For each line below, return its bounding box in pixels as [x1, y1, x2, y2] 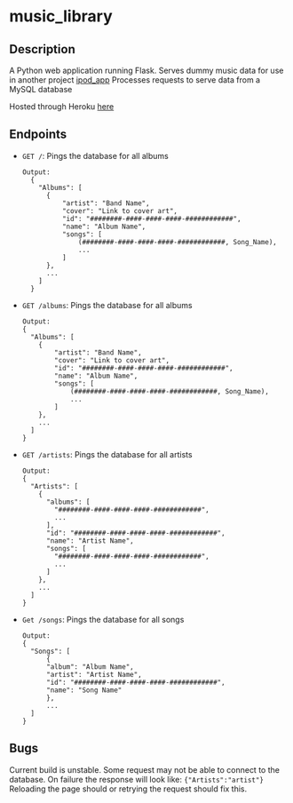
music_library [9, 6, 113, 27]
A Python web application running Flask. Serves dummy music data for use [9, 65, 284, 76]
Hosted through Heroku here [9, 101, 115, 112]
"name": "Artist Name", [45, 536, 135, 545]
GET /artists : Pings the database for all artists [21, 449, 193, 459]
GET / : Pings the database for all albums [21, 150, 169, 161]
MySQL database [9, 84, 73, 94]
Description [9, 42, 75, 57]
